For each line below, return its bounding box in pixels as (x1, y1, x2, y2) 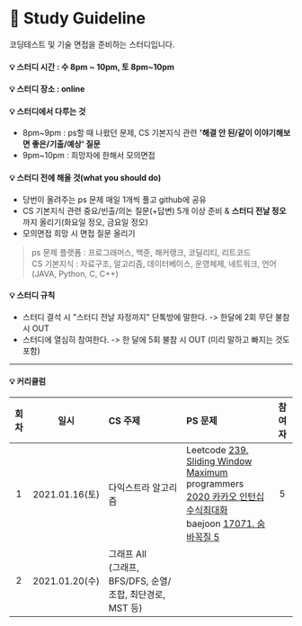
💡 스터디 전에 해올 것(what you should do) (9, 172, 162, 183)
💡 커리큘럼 (9, 376, 47, 387)
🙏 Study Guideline (9, 8, 147, 29)
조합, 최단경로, (108, 588, 166, 601)
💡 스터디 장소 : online (9, 84, 85, 94)
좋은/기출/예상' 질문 (31, 139, 101, 149)
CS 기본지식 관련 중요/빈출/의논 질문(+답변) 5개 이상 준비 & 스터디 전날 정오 (22, 205, 287, 216)
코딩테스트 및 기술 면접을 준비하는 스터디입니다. (9, 39, 175, 49)
